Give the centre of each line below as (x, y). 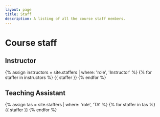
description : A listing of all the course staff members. (65, 19)
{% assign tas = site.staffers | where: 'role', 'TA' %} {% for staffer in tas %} (80, 105)
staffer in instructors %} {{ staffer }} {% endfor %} (56, 78)
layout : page (18, 10)
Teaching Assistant (35, 93)
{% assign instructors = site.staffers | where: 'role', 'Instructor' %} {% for (79, 72)
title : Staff (18, 14)
